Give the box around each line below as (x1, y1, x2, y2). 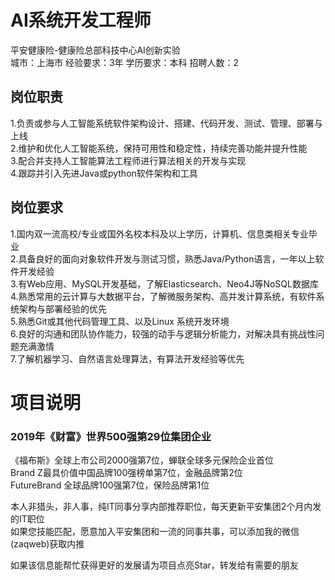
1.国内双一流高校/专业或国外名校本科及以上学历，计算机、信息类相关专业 (10, 227, 309, 240)
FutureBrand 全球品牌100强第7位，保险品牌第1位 (10, 479, 210, 491)
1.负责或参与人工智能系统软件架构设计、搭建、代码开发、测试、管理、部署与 (10, 117, 323, 129)
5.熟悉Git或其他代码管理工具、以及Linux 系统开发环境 (10, 315, 230, 327)
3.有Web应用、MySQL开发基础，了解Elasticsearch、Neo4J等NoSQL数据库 (10, 277, 319, 290)
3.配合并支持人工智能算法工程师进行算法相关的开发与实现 (10, 154, 247, 166)
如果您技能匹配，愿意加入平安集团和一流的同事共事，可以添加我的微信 (10, 526, 300, 538)
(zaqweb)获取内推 (10, 538, 85, 550)
